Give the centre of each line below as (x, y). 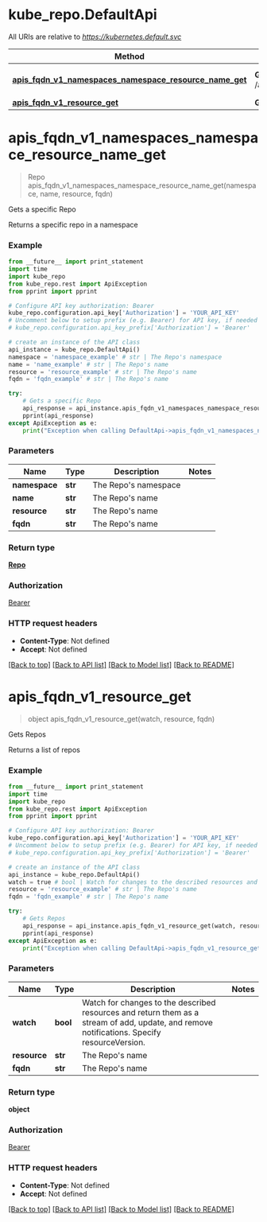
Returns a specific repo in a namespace (73, 224)
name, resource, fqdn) (76, 193)
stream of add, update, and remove (147, 1022)
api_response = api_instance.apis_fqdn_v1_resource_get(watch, (130, 926)
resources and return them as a (141, 1012)
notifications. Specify (122, 1032)
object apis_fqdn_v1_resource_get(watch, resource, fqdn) (121, 718)
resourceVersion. (114, 1042)
